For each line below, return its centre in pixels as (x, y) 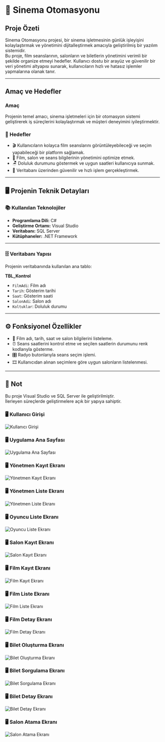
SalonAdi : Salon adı (32, 301)
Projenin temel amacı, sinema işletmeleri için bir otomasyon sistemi (73, 116)
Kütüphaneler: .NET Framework (45, 236)
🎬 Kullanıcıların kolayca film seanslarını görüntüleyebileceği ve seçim (82, 145)
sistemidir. (15, 51)
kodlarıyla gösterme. (33, 349)
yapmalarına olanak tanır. (30, 71)
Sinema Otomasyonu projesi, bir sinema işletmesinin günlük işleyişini (74, 40)
